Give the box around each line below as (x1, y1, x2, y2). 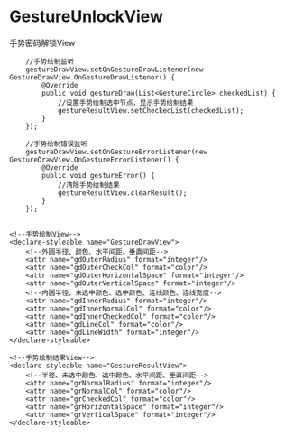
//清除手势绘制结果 (57, 181, 120, 190)
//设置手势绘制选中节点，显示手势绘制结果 (57, 97, 194, 107)
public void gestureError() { (41, 171, 155, 180)
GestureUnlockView (9, 6, 164, 27)
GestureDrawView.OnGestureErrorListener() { (9, 155, 179, 164)
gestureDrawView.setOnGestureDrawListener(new (25, 65, 204, 74)
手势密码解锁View (9, 37, 76, 48)
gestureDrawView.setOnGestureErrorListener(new (25, 147, 207, 156)
